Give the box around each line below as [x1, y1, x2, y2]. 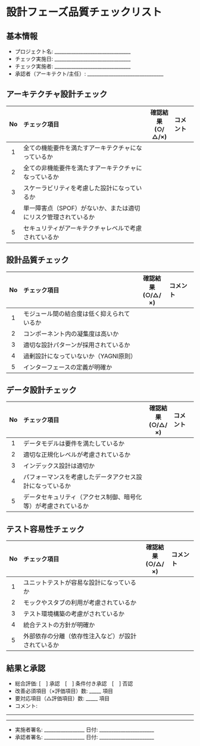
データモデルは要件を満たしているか [23, 440, 125, 448]
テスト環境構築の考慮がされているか [23, 610, 125, 618]
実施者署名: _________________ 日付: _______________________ [14, 726, 155, 734]
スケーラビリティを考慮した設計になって [23, 184, 136, 192]
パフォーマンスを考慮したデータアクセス [23, 473, 136, 481]
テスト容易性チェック [6, 524, 85, 534]
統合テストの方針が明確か [23, 621, 95, 629]
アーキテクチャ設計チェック [6, 89, 108, 99]
